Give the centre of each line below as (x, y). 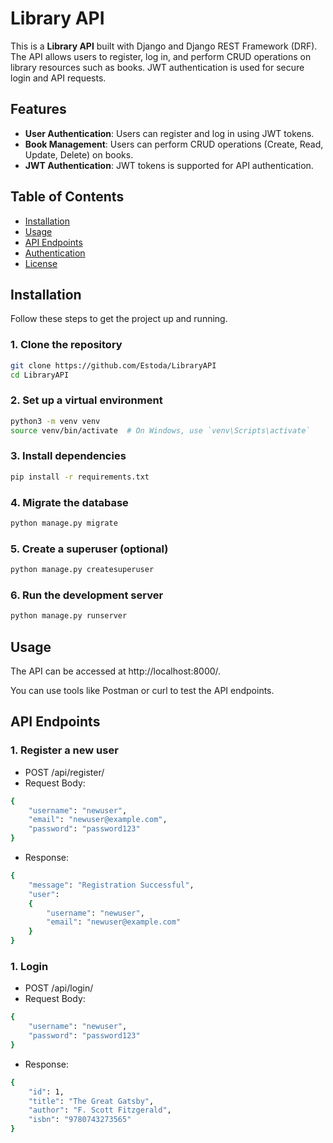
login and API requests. (58, 78)
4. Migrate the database (69, 502)
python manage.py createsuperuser (82, 570)
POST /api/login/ (59, 988)
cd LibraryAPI (40, 375)
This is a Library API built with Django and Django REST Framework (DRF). (164, 46)
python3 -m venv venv (55, 421)
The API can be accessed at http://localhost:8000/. (116, 671)
